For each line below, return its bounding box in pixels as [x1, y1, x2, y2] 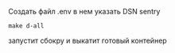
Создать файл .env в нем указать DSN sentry [8, 7, 161, 16]
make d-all [8, 22, 45, 30]
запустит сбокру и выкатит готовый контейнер [8, 36, 167, 45]
